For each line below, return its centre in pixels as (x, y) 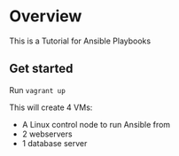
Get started (41, 69)
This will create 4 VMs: (51, 107)
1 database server (54, 143)
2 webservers (47, 134)
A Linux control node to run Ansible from (96, 124)
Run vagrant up (38, 90)
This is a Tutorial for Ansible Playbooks (80, 41)
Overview (46, 16)
